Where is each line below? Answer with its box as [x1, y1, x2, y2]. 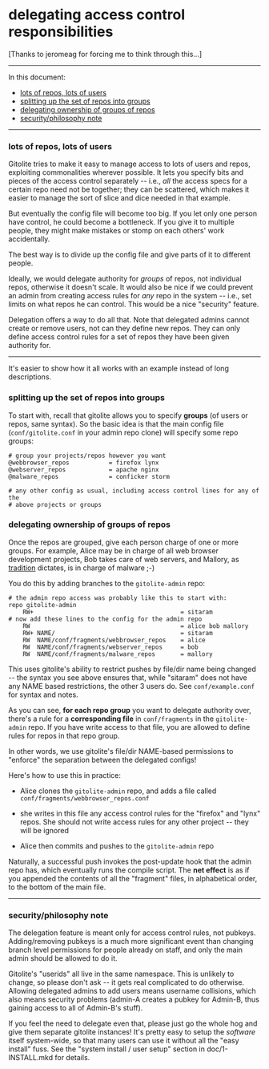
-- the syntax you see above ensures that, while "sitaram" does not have [8, 672, 248, 682]
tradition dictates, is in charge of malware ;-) [8, 563, 155, 573]
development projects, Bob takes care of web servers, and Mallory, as [8, 554, 239, 564]
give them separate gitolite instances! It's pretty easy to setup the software [8, 1027, 256, 1037]
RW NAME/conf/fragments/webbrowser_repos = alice [22, 636, 206, 644]
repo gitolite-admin [8, 601, 78, 609]
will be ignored [19, 825, 70, 835]
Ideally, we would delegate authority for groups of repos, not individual [8, 274, 242, 284]
